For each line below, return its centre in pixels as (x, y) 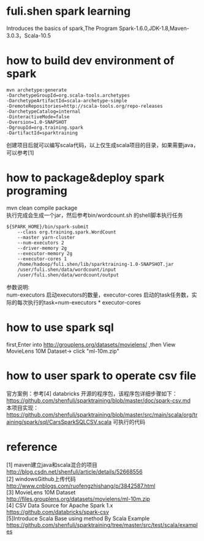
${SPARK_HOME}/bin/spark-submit (47, 227)
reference (32, 447)
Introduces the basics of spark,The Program (62, 28)
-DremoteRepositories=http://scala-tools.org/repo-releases (85, 106)
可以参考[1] (20, 153)
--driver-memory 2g (42, 248)
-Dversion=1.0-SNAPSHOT (37, 122)
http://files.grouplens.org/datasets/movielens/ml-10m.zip (78, 499)
